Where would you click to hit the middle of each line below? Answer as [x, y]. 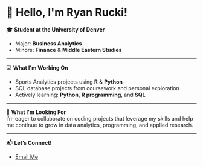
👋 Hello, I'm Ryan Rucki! [67, 12]
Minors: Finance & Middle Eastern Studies [68, 50]
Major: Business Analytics [48, 43]
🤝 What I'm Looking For [36, 112]
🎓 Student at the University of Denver [56, 29]
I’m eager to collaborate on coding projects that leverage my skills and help [100, 118]
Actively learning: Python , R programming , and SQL [80, 95]
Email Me [26, 156]
